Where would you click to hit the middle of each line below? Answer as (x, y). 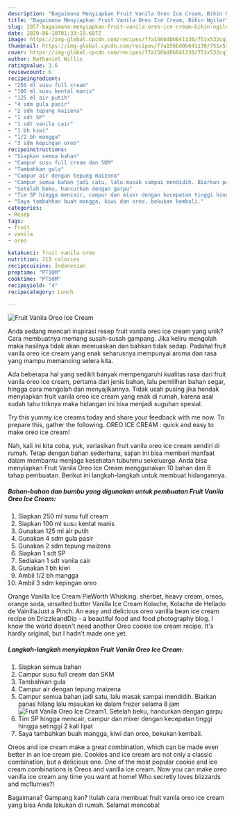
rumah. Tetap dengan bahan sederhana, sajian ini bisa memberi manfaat (111, 453)
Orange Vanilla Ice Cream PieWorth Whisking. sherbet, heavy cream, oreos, (116, 596)
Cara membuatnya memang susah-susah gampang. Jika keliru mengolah (112, 339)
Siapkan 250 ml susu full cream (63, 516)
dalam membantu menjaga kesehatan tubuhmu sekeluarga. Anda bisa (108, 461)
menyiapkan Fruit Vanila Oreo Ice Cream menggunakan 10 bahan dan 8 (109, 468)
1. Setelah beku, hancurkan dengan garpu (163, 711)
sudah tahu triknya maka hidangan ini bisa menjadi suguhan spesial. (105, 404)
